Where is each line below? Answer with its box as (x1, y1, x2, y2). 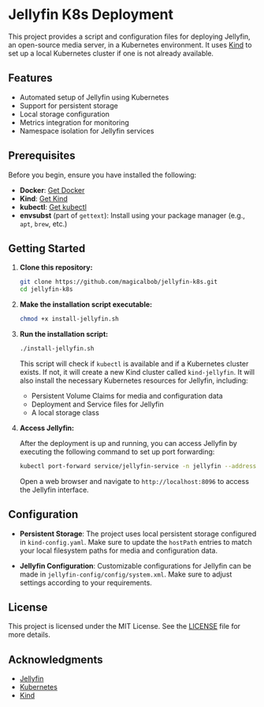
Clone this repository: (19, 263, 93, 272)
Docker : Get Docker (19, 185, 85, 195)
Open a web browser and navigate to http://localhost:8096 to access (19, 476, 250, 486)
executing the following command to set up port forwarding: (19, 447, 215, 456)
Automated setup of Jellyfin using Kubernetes (19, 93, 169, 102)
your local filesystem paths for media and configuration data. (19, 546, 218, 555)
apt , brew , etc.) (19, 219, 68, 229)
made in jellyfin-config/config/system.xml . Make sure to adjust (19, 569, 232, 579)
